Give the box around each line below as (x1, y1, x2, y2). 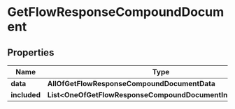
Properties (7, 47, 55, 58)
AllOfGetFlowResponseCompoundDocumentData (47, 79, 215, 88)
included (10, 90, 41, 99)
